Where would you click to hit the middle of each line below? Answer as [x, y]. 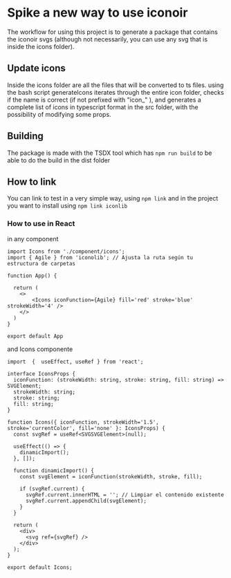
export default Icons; [40, 567]
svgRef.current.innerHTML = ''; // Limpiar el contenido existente [125, 495]
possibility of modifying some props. [59, 114]
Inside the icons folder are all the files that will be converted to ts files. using [115, 85]
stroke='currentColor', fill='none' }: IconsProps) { [86, 428]
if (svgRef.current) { [52, 489]
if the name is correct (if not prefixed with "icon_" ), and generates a [104, 100]
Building [25, 136]
